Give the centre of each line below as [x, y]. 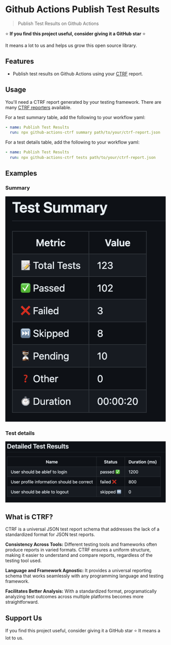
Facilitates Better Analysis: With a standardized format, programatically [81, 591]
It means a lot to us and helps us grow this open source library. [71, 45]
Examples [21, 173]
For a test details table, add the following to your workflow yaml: [73, 142]
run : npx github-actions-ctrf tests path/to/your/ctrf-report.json [83, 158]
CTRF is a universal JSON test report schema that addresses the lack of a [82, 529]
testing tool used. [23, 560]
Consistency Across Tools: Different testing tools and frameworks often [81, 544]
